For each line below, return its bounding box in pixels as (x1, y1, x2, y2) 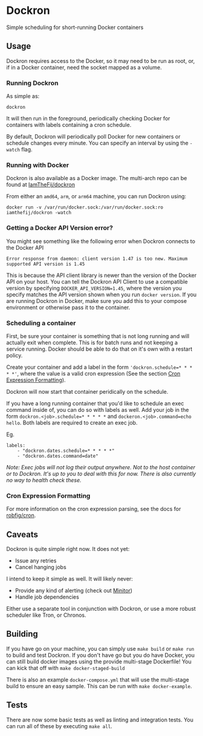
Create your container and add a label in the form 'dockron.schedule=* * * (6, 363, 193, 371)
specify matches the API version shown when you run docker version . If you (6, 291, 197, 298)
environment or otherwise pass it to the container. (6, 304, 130, 311)
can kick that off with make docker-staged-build (6, 664, 125, 671)
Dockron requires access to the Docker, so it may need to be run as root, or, (6, 57, 195, 64)
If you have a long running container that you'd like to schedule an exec (6, 400, 184, 407)
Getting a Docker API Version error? (6, 224, 114, 232)
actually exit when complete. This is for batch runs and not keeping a (6, 339, 178, 346)
